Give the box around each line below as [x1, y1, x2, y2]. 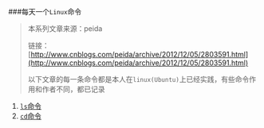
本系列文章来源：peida [27, 24, 103, 33]
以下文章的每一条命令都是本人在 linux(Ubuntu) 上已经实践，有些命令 [27, 75, 250, 83]
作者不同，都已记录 [41, 84, 105, 94]
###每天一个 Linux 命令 [8, 7, 82, 16]
